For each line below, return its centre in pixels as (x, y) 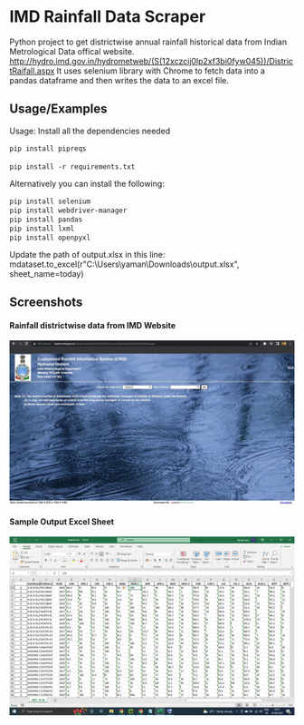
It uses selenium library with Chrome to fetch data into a (161, 71)
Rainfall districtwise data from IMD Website (93, 325)
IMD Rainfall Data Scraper (108, 17)
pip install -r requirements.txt (72, 167)
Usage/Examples (58, 109)
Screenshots (46, 303)
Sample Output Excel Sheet (62, 521)
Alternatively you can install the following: (87, 183)
